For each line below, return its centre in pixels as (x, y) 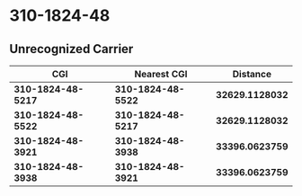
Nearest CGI (161, 74)
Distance (252, 74)
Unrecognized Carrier (71, 49)
